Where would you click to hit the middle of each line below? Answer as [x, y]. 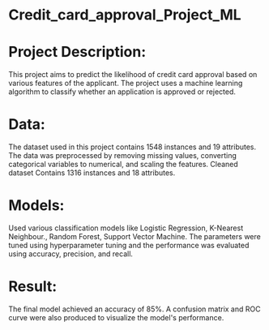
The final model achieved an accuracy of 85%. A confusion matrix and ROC [134, 309]
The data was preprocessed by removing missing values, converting [123, 156]
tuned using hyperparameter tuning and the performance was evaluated [129, 245]
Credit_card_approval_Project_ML [125, 15]
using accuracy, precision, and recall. [71, 254]
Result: [33, 287]
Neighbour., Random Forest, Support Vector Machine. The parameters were [134, 236]
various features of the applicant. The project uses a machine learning [126, 84]
